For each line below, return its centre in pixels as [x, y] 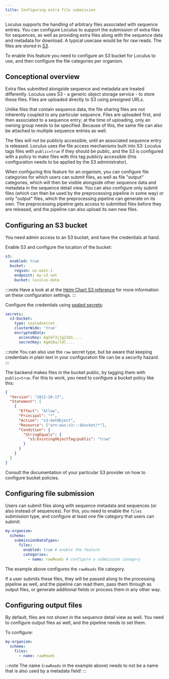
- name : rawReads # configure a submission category [84, 559]
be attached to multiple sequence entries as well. [56, 131]
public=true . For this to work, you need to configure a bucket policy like [80, 378]
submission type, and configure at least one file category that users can [80, 516]
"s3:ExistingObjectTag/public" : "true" [69, 439]
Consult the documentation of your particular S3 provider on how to [75, 472]
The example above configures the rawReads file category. [65, 569]
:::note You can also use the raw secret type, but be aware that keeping [79, 352]
